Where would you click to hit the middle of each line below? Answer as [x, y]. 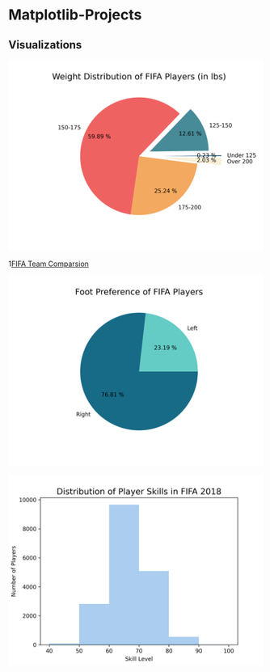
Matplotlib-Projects [75, 15]
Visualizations [45, 45]
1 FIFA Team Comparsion [49, 264]
